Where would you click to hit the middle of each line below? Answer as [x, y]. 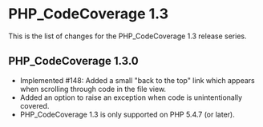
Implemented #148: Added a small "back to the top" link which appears [137, 80]
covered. [34, 105]
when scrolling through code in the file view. [93, 89]
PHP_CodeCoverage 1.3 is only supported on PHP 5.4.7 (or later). [127, 114]
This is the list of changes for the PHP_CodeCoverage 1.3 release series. [127, 36]
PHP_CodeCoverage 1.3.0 [73, 61]
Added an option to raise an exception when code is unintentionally [131, 97]
